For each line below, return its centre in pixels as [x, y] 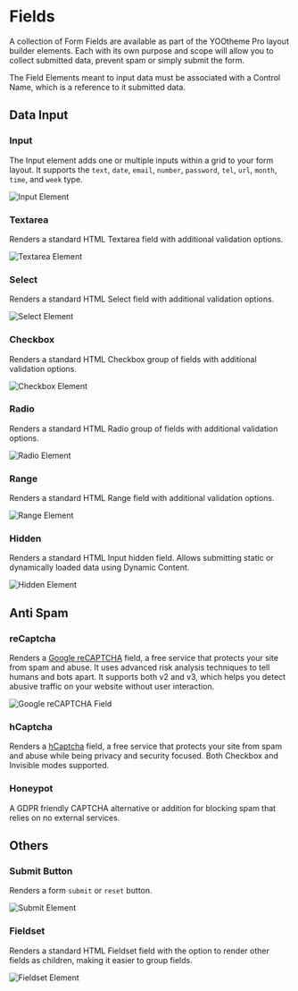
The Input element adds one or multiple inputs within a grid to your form [141, 160]
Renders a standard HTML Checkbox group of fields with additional [133, 359]
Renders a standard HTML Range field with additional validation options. [142, 498]
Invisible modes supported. [59, 766]
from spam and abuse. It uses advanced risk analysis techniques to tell [140, 667]
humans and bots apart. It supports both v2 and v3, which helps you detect [148, 677]
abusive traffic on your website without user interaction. [112, 687]
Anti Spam [39, 613]
